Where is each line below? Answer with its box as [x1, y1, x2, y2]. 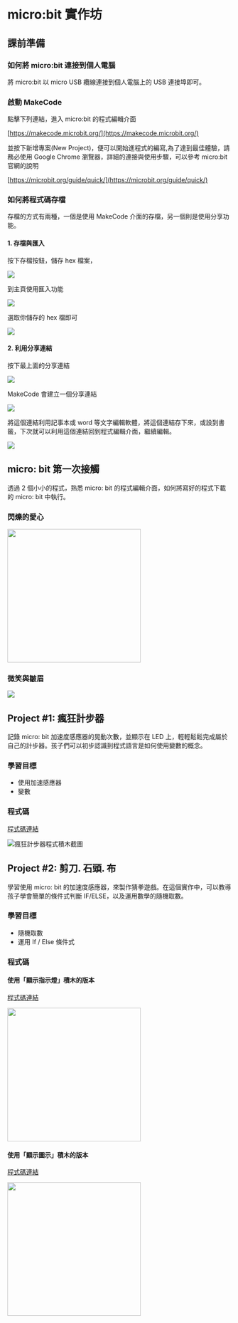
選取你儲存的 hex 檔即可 [7, 313, 78, 321]
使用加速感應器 [17, 778, 62, 787]
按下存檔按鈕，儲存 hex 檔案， [7, 256, 97, 264]
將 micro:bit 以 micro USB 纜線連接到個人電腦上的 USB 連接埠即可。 [7, 78, 206, 86]
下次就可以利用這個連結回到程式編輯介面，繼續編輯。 [19, 427, 175, 435]
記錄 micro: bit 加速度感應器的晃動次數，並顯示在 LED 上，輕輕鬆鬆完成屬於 [7, 733, 228, 741]
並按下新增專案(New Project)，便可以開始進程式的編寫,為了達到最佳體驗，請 [7, 144, 230, 152]
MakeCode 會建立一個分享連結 [7, 389, 97, 398]
